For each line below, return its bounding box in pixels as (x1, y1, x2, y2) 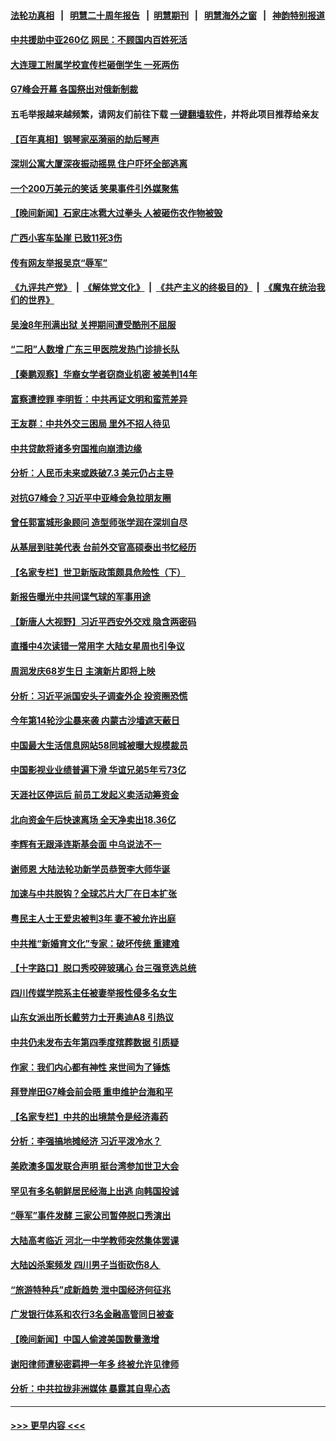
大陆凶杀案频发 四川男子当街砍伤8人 (10, 1259, 159, 1271)
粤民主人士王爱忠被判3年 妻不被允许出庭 (10, 912, 177, 924)
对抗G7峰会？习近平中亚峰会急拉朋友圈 (10, 491, 172, 504)
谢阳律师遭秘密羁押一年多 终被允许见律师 (10, 1358, 180, 1370)
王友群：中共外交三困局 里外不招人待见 (10, 418, 171, 430)
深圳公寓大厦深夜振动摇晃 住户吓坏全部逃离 (10, 158, 188, 170)
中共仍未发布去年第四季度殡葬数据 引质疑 (10, 1036, 180, 1048)
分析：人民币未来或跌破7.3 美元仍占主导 (10, 467, 175, 479)
